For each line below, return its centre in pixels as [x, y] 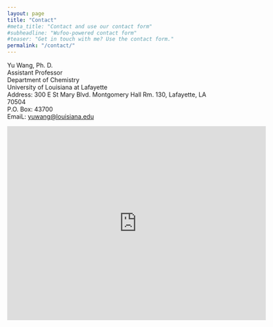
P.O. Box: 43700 [30, 109]
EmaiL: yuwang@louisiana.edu [51, 117]
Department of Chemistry [43, 80]
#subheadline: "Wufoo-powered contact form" [72, 33]
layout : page [26, 13]
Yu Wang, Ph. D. [30, 65]
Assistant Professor [35, 72]
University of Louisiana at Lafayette [58, 87]
